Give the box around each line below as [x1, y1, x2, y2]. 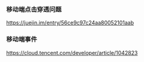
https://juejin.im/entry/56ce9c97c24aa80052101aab [6, 19, 134, 26]
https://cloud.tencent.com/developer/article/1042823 [6, 49, 138, 56]
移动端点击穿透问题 [6, 5, 62, 13]
